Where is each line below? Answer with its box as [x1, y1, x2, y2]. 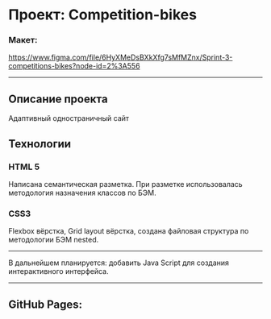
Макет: [8, 35, 38, 46]
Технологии [8, 137, 71, 151]
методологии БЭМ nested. [8, 235, 99, 245]
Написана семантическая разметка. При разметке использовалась [8, 179, 244, 188]
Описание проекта [8, 92, 108, 106]
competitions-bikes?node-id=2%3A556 [8, 61, 140, 71]
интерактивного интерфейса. [8, 267, 109, 276]
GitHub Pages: [8, 297, 83, 311]
